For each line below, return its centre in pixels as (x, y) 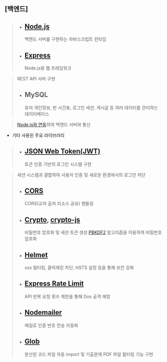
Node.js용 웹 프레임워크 (48, 68)
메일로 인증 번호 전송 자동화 (51, 325)
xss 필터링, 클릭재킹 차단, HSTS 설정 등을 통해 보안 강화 (79, 267)
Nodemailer (43, 312)
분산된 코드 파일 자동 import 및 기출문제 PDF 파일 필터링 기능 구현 (89, 354)
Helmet (36, 255)
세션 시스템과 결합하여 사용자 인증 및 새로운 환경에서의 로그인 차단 (81, 174)
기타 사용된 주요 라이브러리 (38, 135)
